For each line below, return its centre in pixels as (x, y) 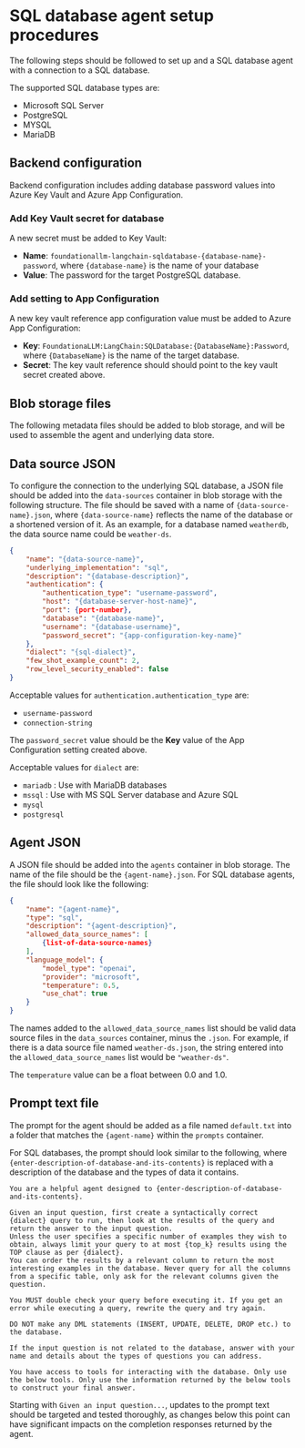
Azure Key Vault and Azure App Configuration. (97, 194)
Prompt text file (54, 1103)
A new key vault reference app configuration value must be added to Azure (150, 319)
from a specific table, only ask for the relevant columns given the (144, 1276)
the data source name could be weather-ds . (91, 534)
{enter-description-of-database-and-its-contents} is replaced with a (142, 1162)
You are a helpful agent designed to (81, 1188)
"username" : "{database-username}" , (112, 627)
